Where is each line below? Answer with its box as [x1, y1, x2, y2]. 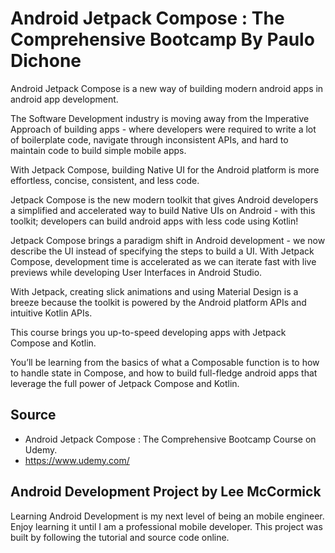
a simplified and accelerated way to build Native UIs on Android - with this [10, 204, 316, 216]
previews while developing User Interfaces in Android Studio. [10, 266, 263, 278]
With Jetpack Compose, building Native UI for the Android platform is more [10, 163, 320, 176]
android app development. [10, 93, 119, 105]
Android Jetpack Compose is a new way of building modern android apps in [10, 82, 324, 94]
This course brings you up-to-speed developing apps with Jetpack [10, 326, 287, 338]
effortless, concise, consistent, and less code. [10, 174, 200, 186]
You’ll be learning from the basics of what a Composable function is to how [10, 356, 320, 368]
